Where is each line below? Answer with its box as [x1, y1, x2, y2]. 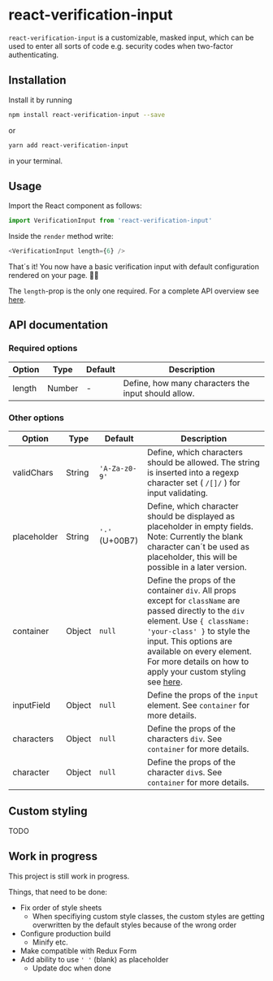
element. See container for [147, 700, 250, 711]
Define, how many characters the [123, 377, 250, 388]
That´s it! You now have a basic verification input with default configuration [8, 262, 260, 271]
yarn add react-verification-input [8, 141, 129, 150]
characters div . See [147, 733, 223, 744]
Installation [8, 73, 67, 87]
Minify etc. [32, 937, 68, 947]
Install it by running [8, 95, 73, 105]
